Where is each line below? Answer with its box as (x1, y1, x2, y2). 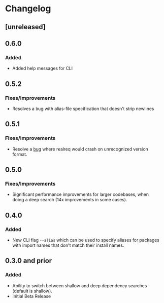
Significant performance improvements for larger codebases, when (12, 191, 149, 197)
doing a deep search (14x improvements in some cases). (12, 197, 127, 203)
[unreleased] (5, 23, 46, 31)
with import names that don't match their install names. (12, 242, 124, 248)
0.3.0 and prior (5, 257, 52, 265)
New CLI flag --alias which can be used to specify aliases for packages (12, 237, 160, 243)
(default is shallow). (12, 288, 53, 294)
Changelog (5, 3, 51, 14)
